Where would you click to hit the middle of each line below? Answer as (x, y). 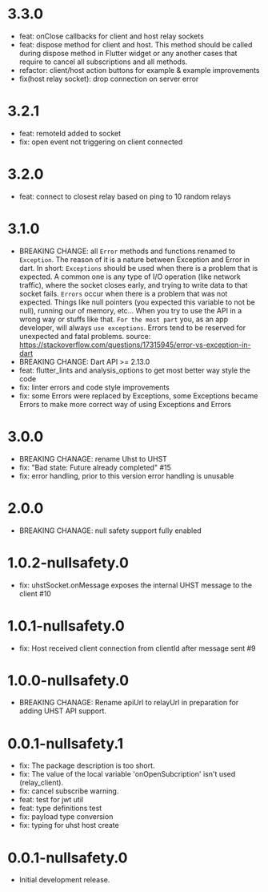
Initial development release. (64, 880)
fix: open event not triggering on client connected (101, 142)
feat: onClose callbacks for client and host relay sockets (112, 36)
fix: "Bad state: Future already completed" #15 (95, 467)
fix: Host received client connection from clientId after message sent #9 (138, 648)
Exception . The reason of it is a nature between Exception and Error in (134, 259)
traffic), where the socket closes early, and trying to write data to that (133, 285)
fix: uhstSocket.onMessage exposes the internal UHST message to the (136, 585)
